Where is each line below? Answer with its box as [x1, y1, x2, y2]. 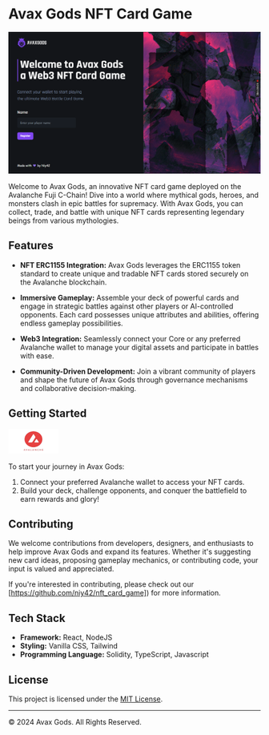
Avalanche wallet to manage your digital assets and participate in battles [19, 342, 259, 352]
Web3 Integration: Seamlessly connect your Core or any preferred [19, 333, 241, 343]
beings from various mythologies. [8, 216, 119, 225]
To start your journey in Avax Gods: [8, 462, 125, 471]
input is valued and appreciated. [8, 564, 114, 574]
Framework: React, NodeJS [19, 632, 113, 642]
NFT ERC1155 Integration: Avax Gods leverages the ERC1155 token [19, 260, 241, 269]
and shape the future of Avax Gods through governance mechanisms [19, 374, 248, 385]
